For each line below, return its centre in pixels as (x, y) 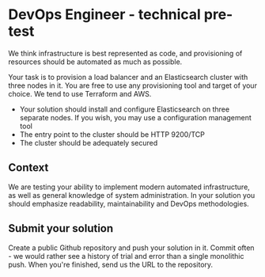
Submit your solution (61, 228)
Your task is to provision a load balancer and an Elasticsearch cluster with (128, 77)
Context (28, 168)
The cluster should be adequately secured (89, 142)
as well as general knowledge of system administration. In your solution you (132, 195)
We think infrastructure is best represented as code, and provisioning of (125, 53)
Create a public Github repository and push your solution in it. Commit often (131, 248)
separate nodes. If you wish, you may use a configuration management (135, 117)
